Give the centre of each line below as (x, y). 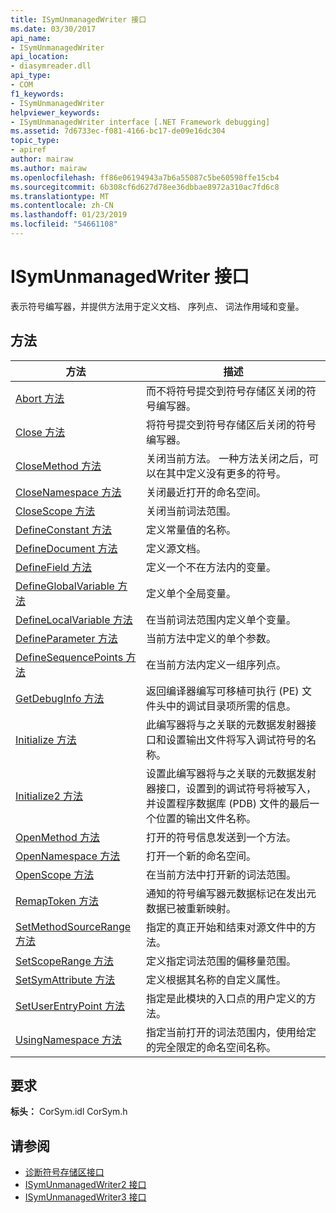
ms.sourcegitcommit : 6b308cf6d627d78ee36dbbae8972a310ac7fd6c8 (145, 187)
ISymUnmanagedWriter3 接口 (85, 1197)
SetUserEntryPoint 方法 (70, 1006)
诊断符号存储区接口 (64, 1172)
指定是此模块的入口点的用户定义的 (226, 998)
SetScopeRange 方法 (65, 961)
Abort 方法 (40, 398)
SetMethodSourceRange (73, 926)
